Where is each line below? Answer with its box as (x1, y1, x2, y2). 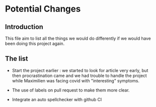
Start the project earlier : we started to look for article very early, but (12, 67, 149, 73)
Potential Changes (5, 3, 81, 15)
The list (5, 55, 28, 63)
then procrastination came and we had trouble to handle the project (12, 73, 147, 78)
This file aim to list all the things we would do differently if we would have (5, 35, 151, 41)
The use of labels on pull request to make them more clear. (12, 87, 130, 93)
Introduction (5, 23, 44, 31)
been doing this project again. (5, 41, 64, 46)
